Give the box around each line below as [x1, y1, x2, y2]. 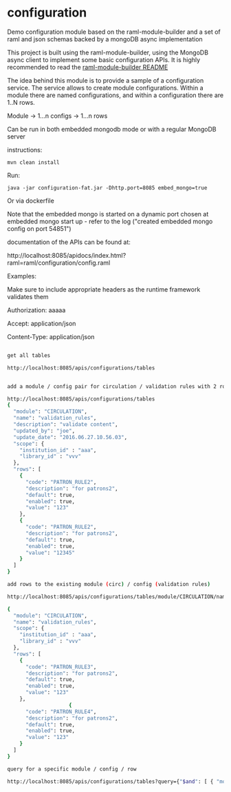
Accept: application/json [7, 319, 76, 327]
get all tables [7, 352, 51, 359]
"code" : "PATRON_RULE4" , [25, 708, 97, 715]
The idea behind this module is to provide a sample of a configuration [7, 76, 204, 84]
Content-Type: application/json [7, 332, 95, 341]
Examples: [7, 272, 36, 280]
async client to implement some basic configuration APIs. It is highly [7, 55, 201, 63]
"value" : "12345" [25, 549, 76, 556]
